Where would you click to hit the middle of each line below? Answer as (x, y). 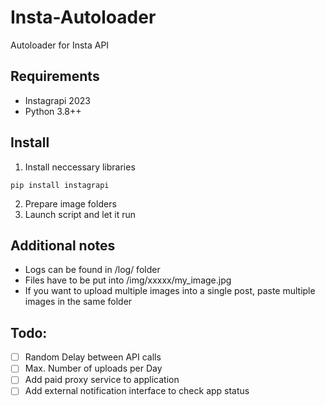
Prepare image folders (70, 203)
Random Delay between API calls (93, 357)
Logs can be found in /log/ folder (92, 270)
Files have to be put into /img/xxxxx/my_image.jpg (128, 280)
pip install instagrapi (60, 185)
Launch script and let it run (80, 214)
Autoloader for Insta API (60, 45)
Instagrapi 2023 (57, 100)
